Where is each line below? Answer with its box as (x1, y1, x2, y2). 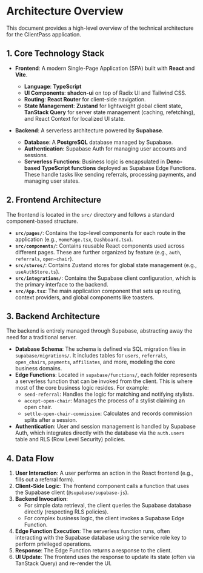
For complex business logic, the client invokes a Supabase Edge (24, 515, 185, 522)
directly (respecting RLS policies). (24, 508, 109, 515)
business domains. (15, 365, 62, 372)
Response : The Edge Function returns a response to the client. (15, 547, 173, 554)
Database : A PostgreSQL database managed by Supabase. (24, 138, 173, 146)
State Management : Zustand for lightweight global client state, (24, 102, 183, 109)
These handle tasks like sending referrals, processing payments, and (24, 171, 196, 178)
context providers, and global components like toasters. (15, 293, 155, 301)
